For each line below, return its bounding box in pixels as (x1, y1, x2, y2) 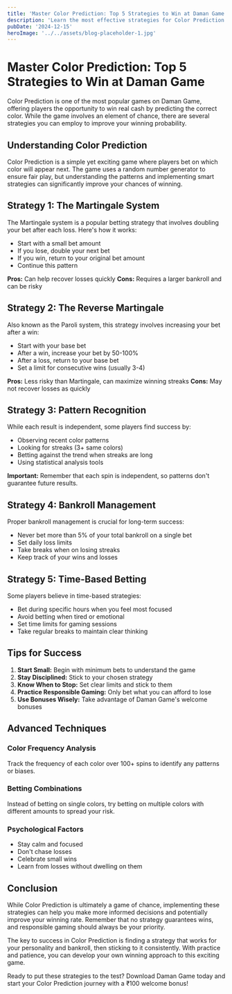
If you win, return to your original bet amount (17, 254, 145, 262)
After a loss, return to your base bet (17, 356, 119, 364)
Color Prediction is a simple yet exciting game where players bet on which (7, 157, 218, 166)
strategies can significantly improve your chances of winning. (7, 180, 183, 188)
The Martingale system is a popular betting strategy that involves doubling (7, 218, 220, 226)
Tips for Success (7, 647, 82, 659)
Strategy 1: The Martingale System (7, 200, 160, 212)
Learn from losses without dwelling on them (17, 862, 143, 871)
